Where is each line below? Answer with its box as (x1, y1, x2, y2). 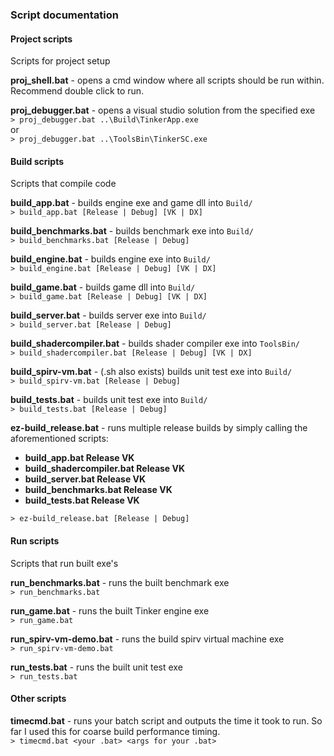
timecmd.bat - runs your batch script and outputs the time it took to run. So (10, 714, 323, 727)
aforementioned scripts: (10, 433, 109, 445)
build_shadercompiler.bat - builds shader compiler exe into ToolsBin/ (10, 338, 301, 350)
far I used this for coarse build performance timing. (10, 725, 221, 737)
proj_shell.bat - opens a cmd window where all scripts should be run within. (10, 74, 325, 87)
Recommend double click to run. (10, 85, 145, 97)
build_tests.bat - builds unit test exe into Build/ (10, 394, 208, 406)
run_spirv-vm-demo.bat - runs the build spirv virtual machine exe (10, 633, 285, 645)
